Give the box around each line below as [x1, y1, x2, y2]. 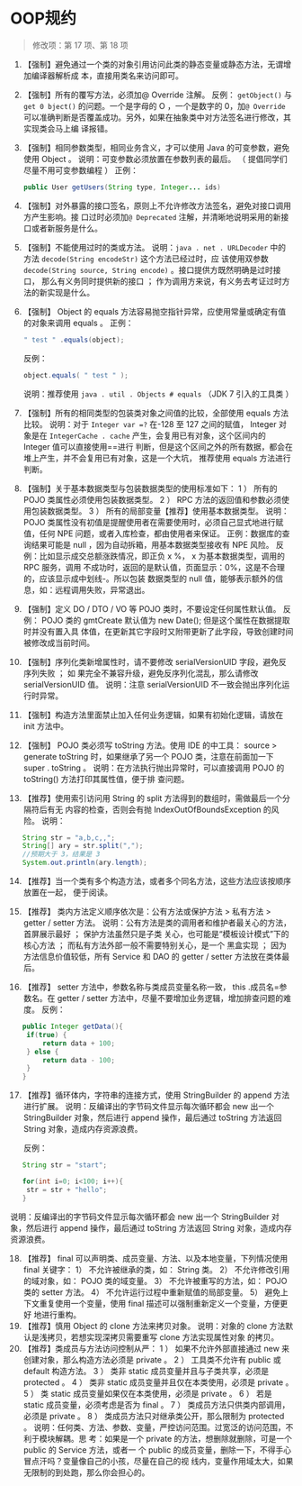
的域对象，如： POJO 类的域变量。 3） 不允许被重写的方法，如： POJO [22, 1275, 288, 1286]
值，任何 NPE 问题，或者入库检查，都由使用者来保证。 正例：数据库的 [22, 528, 282, 539]
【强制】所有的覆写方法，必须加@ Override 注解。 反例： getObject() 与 [22, 89, 293, 100]
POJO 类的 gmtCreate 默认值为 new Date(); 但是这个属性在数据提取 [40, 615, 290, 625]
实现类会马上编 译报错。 [22, 123, 113, 133]
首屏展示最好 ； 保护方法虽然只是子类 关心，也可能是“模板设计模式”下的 [22, 929, 289, 940]
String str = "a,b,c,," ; [22, 833, 116, 843]
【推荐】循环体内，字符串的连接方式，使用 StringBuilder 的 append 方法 [22, 1089, 290, 1100]
